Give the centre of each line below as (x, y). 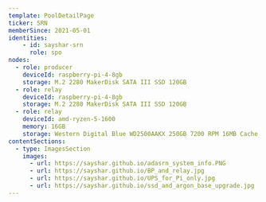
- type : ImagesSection (53, 149)
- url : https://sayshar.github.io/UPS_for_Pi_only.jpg (122, 179)
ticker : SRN (28, 23)
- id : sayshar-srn (53, 45)
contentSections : (37, 141)
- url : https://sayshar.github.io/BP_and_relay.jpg (117, 171)
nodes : (19, 60)
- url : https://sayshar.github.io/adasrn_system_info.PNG (127, 164)
